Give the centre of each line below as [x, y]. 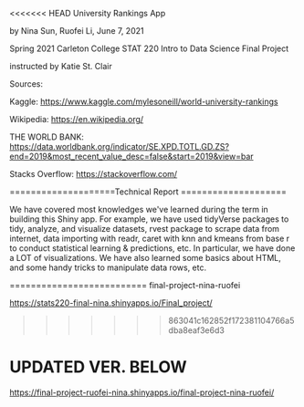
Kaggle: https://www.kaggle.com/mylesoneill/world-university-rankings [144, 101]
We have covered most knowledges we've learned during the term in [139, 209]
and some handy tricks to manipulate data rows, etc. [108, 267]
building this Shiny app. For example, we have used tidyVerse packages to [149, 219]
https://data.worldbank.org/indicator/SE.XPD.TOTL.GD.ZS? [120, 146]
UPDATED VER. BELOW [98, 367]
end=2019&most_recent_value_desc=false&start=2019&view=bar [131, 156]
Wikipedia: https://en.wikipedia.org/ [77, 119]
